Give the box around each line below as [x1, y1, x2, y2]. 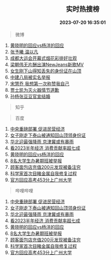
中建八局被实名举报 [10, 74, 51, 80]
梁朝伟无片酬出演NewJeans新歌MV [10, 61, 84, 67]
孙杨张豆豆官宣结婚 [10, 93, 51, 99]
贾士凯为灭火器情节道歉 [10, 87, 59, 93]
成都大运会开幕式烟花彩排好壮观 [10, 55, 77, 61]
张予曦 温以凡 [10, 48, 39, 55]
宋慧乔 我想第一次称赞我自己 [10, 81, 69, 87]
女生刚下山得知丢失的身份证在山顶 [10, 68, 82, 74]
